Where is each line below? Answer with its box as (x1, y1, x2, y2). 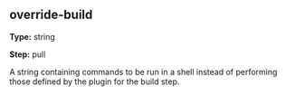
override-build (9, 7, 93, 23)
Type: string (9, 31, 56, 42)
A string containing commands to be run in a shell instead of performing (9, 66, 278, 77)
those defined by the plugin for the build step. (9, 76, 180, 87)
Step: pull (9, 49, 46, 60)
